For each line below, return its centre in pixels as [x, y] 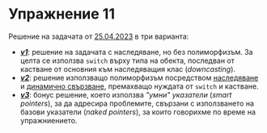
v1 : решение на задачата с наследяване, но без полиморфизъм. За [136, 52]
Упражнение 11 [62, 14]
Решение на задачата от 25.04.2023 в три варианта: [99, 36]
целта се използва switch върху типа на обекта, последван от [127, 60]
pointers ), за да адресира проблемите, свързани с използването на [137, 103]
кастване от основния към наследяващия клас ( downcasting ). [128, 69]
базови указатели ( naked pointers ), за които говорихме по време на [138, 112]
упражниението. [49, 120]
